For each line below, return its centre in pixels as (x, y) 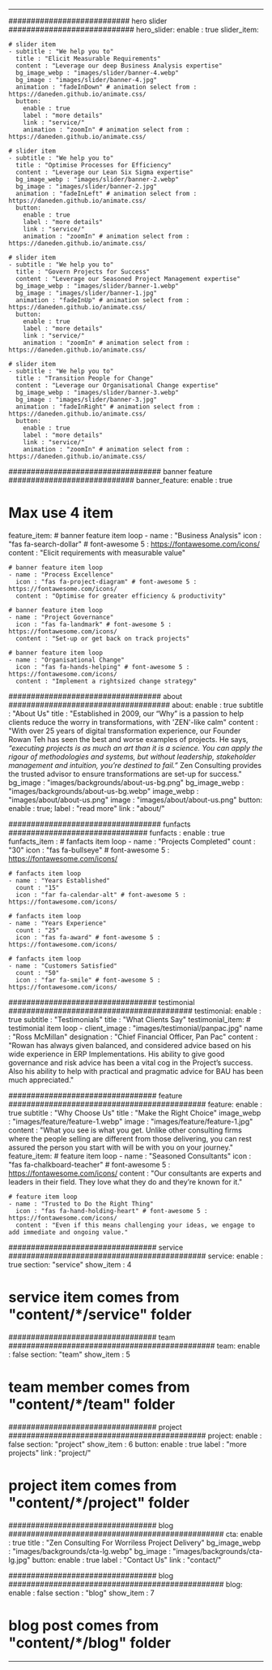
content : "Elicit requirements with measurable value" (97, 552)
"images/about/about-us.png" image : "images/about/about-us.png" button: (136, 800)
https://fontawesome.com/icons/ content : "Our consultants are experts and (135, 1173)
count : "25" (38, 930)
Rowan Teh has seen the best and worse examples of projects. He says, (128, 739)
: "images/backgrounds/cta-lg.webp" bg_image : (90, 1551)
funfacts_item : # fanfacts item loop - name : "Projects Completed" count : (132, 841)
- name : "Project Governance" (61, 617)
